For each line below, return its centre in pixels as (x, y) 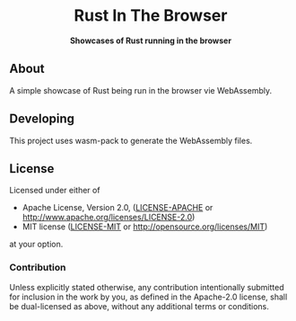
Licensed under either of (55, 191)
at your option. (36, 245)
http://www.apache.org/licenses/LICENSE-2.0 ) (109, 218)
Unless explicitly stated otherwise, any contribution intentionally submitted (147, 287)
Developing (42, 119)
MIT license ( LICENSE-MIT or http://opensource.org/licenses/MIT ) (145, 227)
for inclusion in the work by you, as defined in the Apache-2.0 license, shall (148, 297)
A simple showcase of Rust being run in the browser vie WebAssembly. (141, 90)
